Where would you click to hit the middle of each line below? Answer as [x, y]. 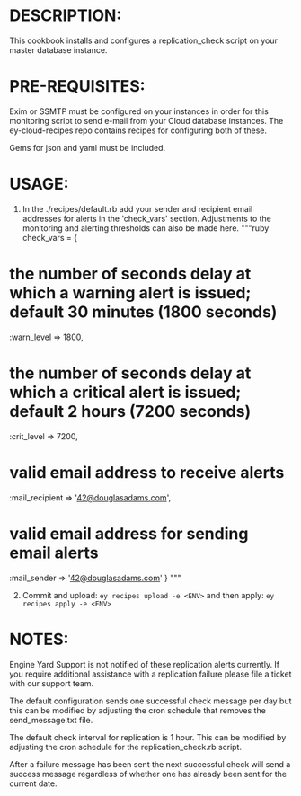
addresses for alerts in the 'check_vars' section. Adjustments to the [147, 218]
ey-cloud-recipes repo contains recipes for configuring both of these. [138, 130]
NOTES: [39, 639]
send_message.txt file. [51, 720]
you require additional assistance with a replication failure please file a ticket [150, 674]
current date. [33, 783]
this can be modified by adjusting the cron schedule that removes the [138, 710]
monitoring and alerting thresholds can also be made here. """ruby [146, 228]
